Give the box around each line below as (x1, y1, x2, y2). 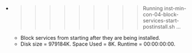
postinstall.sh (142, 23, 175, 30)
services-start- (142, 17, 180, 24)
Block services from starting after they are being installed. (20, 35, 160, 41)
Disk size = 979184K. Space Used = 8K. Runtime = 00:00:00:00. (20, 40, 176, 47)
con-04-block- (142, 11, 179, 18)
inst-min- (163, 5, 187, 12)
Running (142, 5, 163, 12)
